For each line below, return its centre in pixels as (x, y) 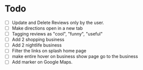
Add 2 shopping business (38, 39)
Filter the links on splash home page (49, 51)
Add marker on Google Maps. (42, 62)
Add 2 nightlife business (37, 45)
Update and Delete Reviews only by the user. (58, 22)
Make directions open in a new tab (47, 28)
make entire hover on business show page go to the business (75, 56)
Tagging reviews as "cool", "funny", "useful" (57, 34)
